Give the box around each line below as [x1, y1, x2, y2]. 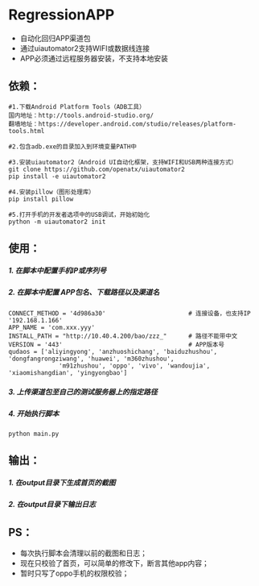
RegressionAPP [8, 6, 115, 24]
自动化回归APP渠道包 [19, 33, 91, 43]
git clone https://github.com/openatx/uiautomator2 [8, 165, 185, 173]
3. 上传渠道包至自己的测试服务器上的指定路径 [8, 387, 158, 397]
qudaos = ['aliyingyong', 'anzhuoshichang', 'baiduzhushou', [8, 348, 218, 356]
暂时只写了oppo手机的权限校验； [19, 568, 129, 578]
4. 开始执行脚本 [8, 409, 60, 418]
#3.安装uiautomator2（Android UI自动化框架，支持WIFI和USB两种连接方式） [8, 158, 238, 166]
